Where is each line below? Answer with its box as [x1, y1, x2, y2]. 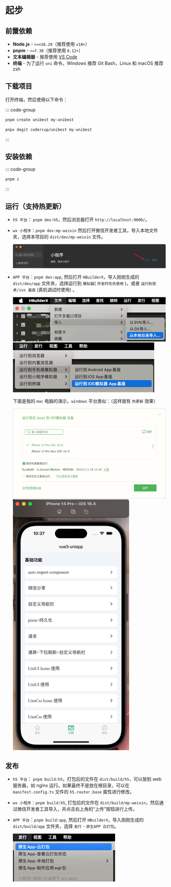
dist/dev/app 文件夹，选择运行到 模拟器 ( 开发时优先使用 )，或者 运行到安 [12, 280, 157, 286]
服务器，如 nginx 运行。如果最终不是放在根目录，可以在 [12, 782, 130, 789]
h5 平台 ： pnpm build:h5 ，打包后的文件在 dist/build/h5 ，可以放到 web [12, 776, 162, 782]
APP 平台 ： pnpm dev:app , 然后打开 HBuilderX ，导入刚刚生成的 [12, 274, 139, 280]
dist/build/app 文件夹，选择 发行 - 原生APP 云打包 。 [12, 823, 119, 829]
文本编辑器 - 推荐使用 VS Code [12, 54, 77, 60]
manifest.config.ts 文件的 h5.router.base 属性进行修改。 [12, 789, 134, 795]
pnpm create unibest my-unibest [5, 117, 74, 122]
